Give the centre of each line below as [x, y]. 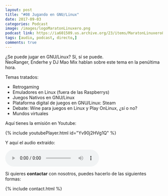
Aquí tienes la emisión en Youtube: [41, 123]
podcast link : [20, 33]
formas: [13, 179]
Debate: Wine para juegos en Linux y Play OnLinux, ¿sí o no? [75, 108]
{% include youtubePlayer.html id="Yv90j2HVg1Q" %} [61, 133]
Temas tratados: [22, 77]
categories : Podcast [27, 24]
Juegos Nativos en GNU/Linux [43, 97]
